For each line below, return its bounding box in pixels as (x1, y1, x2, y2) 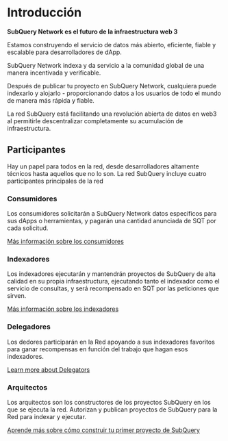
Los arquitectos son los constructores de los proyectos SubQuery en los (7, 398, 211, 406)
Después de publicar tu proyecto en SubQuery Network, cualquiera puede (7, 81, 217, 90)
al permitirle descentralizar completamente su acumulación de (7, 116, 183, 125)
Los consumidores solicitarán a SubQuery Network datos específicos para (7, 210, 217, 218)
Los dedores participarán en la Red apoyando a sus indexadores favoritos (7, 338, 216, 346)
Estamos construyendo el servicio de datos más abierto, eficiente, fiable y (7, 40, 216, 49)
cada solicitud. (7, 224, 49, 232)
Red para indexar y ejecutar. (7, 412, 87, 420)
